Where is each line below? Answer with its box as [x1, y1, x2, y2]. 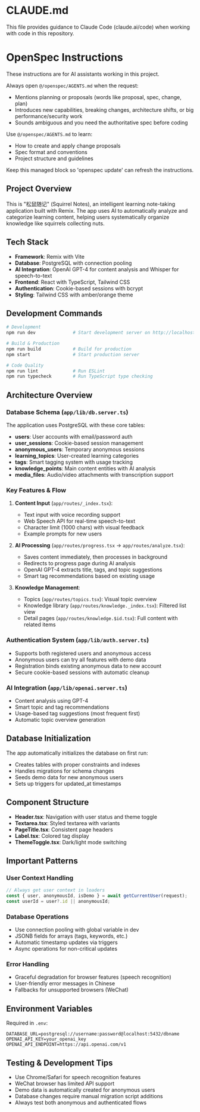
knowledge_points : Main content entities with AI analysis [14, 465, 156, 472]
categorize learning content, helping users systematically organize [6, 213, 170, 220]
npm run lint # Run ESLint [6, 368, 105, 374]
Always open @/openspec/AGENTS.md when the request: [6, 82, 139, 89]
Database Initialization [6, 733, 91, 744]
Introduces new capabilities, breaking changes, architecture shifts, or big [14, 106, 194, 114]
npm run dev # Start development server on [6, 330, 151, 336]
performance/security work [14, 112, 83, 120]
